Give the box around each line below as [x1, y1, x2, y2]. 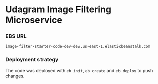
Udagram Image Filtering [5, 4, 112, 15]
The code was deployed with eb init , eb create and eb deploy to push [5, 67, 153, 73]
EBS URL [5, 33, 27, 40]
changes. [5, 73, 25, 79]
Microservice [5, 14, 62, 26]
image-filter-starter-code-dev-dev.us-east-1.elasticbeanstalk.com [5, 44, 151, 49]
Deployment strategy [5, 56, 59, 63]
